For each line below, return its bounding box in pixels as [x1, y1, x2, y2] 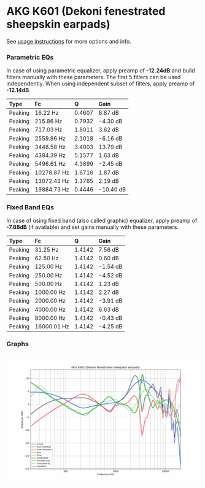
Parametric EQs [6, 53, 54, 61]
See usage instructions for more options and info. [6, 37, 132, 45]
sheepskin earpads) [6, 17, 110, 31]
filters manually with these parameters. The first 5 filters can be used [6, 74, 181, 81]
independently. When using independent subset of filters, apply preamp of [6, 80, 195, 87]
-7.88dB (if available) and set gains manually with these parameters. [6, 223, 179, 231]
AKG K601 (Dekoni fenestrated [6, 4, 166, 18]
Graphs [6, 339, 29, 348]
